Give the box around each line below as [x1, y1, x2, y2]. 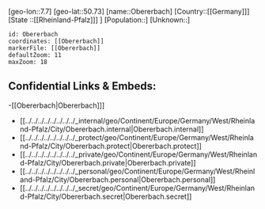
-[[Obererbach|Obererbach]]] [8, 101, 105, 110]
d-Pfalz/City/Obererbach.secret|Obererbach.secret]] [19, 192, 192, 201]
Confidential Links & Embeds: [8, 79, 157, 93]
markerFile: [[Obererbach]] [8, 44, 101, 52]
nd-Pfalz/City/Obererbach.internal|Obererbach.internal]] [19, 124, 204, 134]
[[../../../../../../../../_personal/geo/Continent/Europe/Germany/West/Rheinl [19, 166, 256, 176]
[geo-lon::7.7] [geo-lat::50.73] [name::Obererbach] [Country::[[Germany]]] [8, 7, 250, 16]
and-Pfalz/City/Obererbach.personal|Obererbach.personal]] [19, 174, 216, 184]
